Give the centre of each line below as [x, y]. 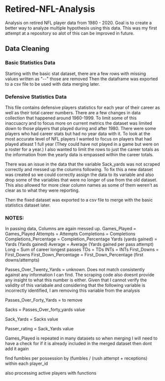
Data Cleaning [27, 49]
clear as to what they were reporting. [42, 190]
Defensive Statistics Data [36, 97]
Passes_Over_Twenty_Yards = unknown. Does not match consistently [75, 270]
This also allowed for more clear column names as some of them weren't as [82, 185]
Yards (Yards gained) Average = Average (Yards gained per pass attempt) [79, 244]
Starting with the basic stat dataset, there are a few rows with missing [76, 73]
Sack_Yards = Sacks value [32, 319]
